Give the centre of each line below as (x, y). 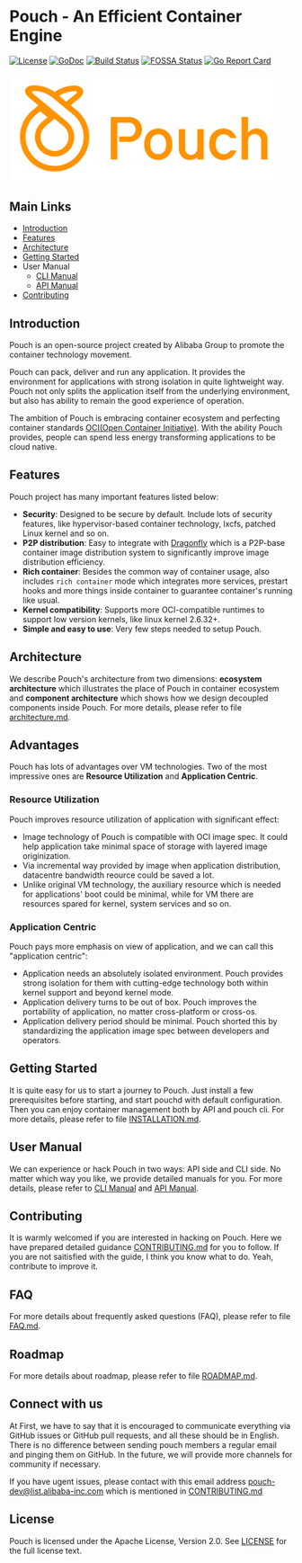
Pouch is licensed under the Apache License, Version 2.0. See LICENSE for (148, 1541)
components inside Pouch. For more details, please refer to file (126, 707)
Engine (36, 36)
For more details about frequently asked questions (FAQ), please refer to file (150, 1317)
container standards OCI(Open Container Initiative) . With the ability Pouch (146, 427)
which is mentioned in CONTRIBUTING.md (184, 1491)
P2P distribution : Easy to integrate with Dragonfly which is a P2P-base (154, 542)
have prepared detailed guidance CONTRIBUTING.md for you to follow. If (144, 1247)
